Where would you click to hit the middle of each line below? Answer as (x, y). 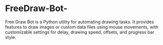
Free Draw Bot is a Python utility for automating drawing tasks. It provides (80, 22)
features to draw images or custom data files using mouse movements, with (82, 27)
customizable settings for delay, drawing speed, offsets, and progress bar (80, 32)
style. (11, 37)
